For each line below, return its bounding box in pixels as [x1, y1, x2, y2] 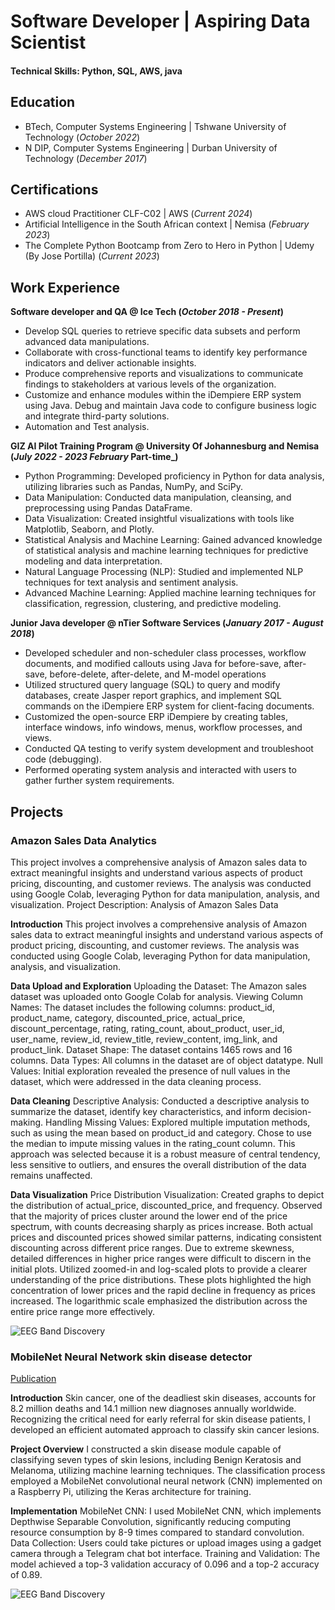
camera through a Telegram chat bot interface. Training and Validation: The [10, 1548, 321, 1560]
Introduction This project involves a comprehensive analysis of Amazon [10, 918, 308, 930]
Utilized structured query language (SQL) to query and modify [24, 679, 281, 691]
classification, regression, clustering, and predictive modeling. [24, 598, 282, 610]
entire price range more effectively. [10, 1305, 156, 1317]
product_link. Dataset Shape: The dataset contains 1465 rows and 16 [10, 1043, 293, 1055]
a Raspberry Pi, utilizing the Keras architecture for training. [10, 1486, 252, 1498]
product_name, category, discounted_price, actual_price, [10, 1011, 246, 1024]
